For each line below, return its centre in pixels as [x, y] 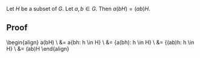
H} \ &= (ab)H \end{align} [38, 48]
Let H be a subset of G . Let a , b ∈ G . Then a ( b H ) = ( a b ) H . [78, 9]
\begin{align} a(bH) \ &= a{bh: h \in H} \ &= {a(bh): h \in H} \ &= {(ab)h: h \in [100, 42]
